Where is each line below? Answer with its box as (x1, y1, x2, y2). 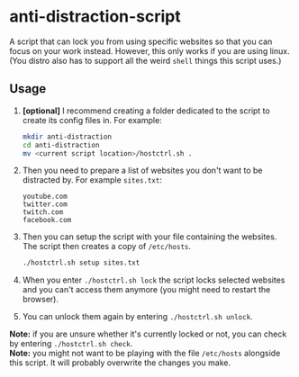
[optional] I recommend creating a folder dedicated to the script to (22, 105, 270, 116)
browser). (22, 294, 59, 305)
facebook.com (22, 216, 72, 225)
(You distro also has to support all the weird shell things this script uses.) (9, 55, 282, 66)
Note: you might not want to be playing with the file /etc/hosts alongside (9, 348, 281, 359)
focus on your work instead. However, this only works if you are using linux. (9, 45, 290, 56)
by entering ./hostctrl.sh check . (9, 338, 133, 349)
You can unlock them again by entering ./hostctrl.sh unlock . (22, 311, 254, 322)
